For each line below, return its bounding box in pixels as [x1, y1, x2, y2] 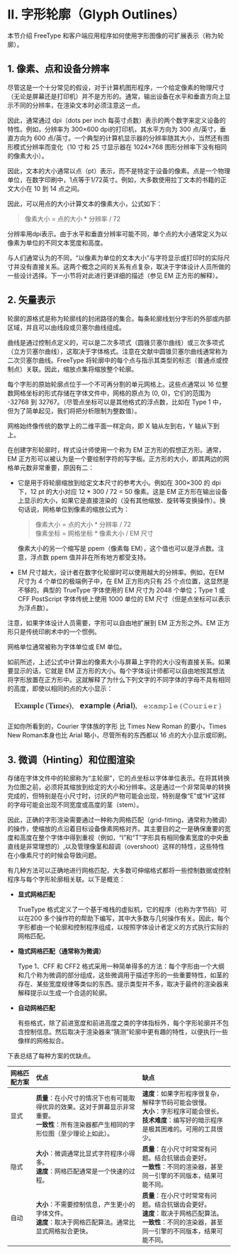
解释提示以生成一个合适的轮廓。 [17, 989, 111, 997]
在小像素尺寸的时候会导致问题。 [7, 851, 101, 859]
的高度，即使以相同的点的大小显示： [7, 684, 113, 693]
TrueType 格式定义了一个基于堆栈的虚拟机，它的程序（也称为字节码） [17, 906, 221, 914]
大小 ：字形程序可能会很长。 [142, 1106, 223, 1115]
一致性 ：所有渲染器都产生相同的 [35, 1120, 130, 1128]
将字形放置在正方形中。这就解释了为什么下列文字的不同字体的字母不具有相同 [7, 675, 231, 683]
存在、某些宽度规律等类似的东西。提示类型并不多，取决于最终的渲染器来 [17, 980, 229, 989]
